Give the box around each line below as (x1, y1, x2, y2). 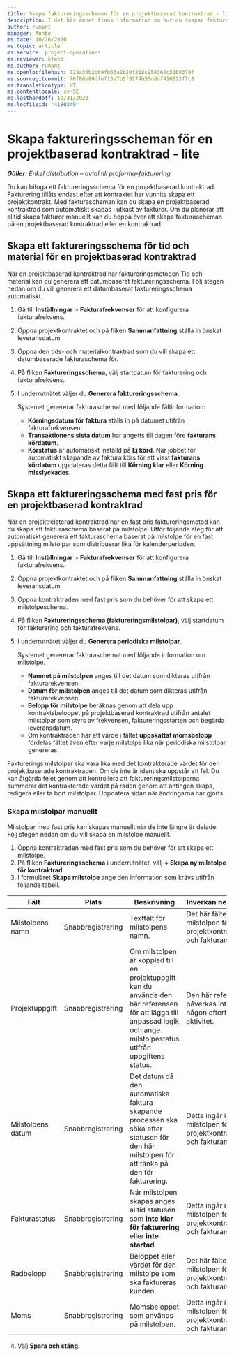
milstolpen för (130, 1150, 175, 1159)
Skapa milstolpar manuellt (7, 807, 97, 816)
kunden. (130, 1286, 157, 1296)
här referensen (130, 999, 178, 1008)
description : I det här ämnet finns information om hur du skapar (7, 17, 204, 24)
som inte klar (130, 1213, 173, 1223)
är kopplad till (130, 955, 174, 964)
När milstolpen (130, 1187, 178, 1197)
